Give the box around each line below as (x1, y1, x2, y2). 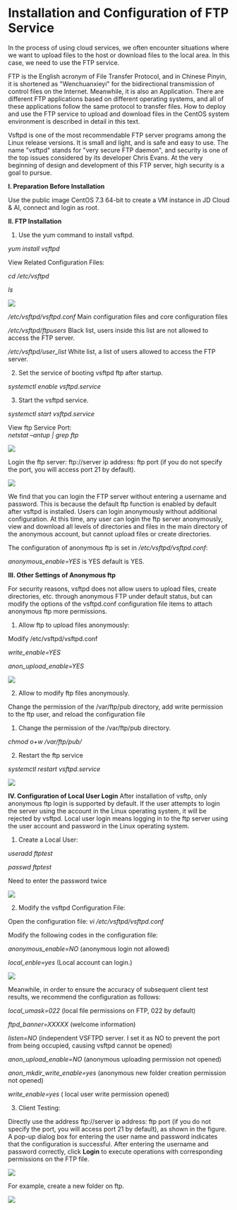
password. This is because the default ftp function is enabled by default (8, 500, 217, 508)
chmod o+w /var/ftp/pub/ (8, 737, 83, 746)
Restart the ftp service (18, 751, 83, 759)
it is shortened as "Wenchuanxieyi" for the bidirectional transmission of (8, 79, 214, 88)
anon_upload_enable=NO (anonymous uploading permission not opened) (8, 1055, 221, 1063)
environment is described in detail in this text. (8, 117, 140, 125)
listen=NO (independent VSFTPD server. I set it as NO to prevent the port (8, 1033, 221, 1042)
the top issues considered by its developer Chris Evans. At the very (8, 153, 203, 162)
